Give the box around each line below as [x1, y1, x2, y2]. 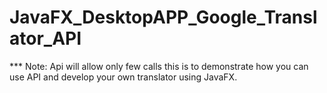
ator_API [9, 27, 82, 50]
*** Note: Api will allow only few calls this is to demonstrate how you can [9, 60, 309, 72]
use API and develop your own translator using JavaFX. [9, 71, 238, 83]
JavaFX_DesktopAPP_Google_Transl [9, 6, 318, 29]
